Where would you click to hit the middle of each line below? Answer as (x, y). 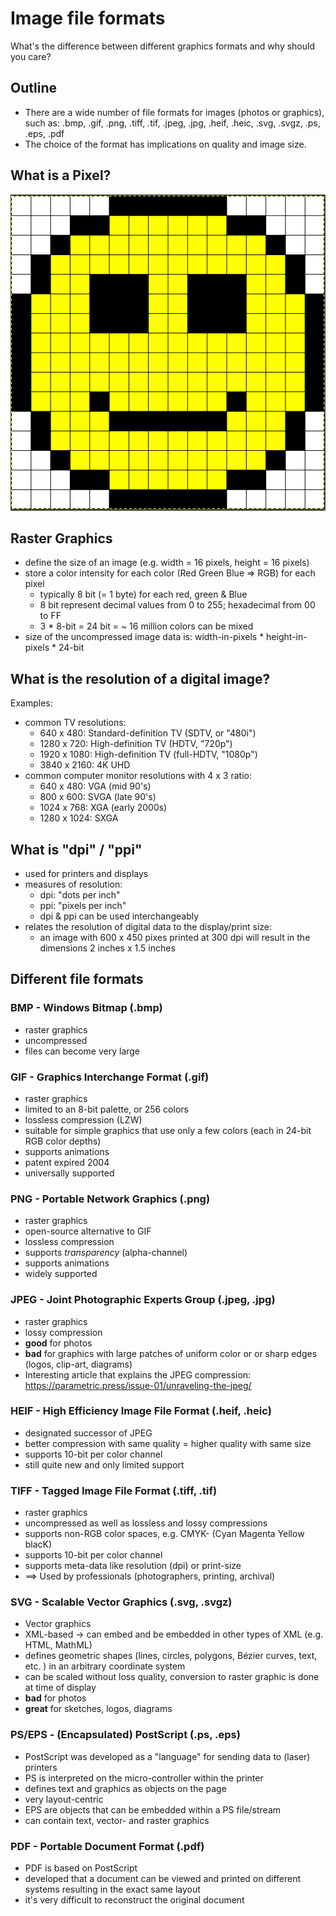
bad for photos (55, 1698)
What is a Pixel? (61, 175)
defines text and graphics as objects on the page (125, 1788)
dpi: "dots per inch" (80, 894)
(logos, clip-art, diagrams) (78, 1364)
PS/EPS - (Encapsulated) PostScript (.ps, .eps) (125, 1735)
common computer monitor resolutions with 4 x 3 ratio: (138, 776)
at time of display (60, 1688)
